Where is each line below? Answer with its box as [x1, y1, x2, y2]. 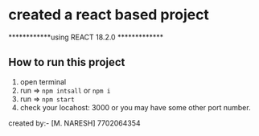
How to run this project [8, 56, 125, 69]
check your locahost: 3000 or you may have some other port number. [19, 102, 251, 112]
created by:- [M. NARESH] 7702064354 [8, 118, 141, 128]
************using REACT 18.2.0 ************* [8, 32, 164, 42]
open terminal [19, 76, 67, 86]
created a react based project [8, 6, 209, 24]
